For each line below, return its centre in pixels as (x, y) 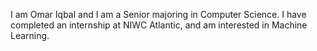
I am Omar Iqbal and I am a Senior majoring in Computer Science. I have (158, 14)
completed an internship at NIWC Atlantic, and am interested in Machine (159, 25)
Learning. (30, 35)
